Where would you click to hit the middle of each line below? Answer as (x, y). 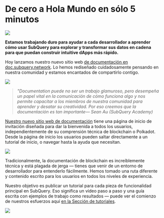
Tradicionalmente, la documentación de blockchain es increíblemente (75, 160)
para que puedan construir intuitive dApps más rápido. (62, 52)
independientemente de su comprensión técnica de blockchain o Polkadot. (80, 131)
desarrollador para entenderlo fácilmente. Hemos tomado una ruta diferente (81, 171)
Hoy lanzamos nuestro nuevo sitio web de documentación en (67, 62)
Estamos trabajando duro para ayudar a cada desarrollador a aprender (78, 42)
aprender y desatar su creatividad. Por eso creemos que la (77, 107)
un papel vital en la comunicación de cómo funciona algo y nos (81, 96)
